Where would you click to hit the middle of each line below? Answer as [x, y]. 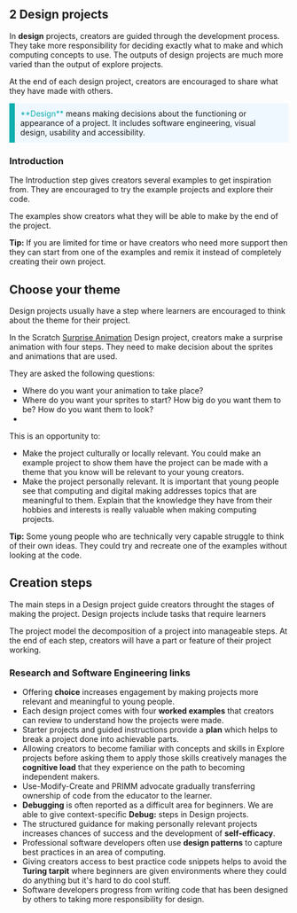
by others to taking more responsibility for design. [113, 900]
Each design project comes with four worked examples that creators [148, 711]
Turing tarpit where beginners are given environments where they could [154, 871]
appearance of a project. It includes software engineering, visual [138, 122]
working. [25, 650]
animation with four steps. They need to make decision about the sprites [141, 347]
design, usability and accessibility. [83, 132]
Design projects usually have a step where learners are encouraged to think [148, 310]
